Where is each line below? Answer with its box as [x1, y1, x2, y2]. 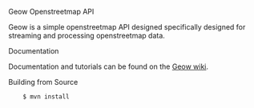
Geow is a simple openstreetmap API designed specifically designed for [8, 22, 246, 31]
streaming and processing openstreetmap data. [8, 31, 166, 40]
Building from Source [8, 78, 79, 86]
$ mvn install [22, 93, 70, 101]
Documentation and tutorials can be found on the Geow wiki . [8, 62, 209, 71]
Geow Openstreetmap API [8, 7, 95, 16]
